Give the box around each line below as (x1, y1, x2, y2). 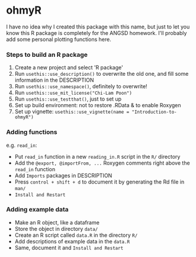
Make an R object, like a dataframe (14, 219, 99, 226)
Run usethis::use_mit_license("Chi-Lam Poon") (14, 89, 132, 97)
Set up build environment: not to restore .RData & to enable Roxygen (14, 102, 182, 109)
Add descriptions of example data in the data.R (14, 237, 130, 245)
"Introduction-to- (131, 109, 177, 115)
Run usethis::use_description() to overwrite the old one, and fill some (14, 70, 189, 78)
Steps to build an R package (6, 50, 88, 59)
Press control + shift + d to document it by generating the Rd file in (14, 178, 185, 185)
